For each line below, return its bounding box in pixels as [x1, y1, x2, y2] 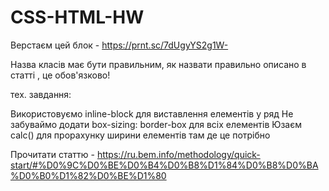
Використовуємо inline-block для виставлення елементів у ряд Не [10, 107, 294, 120]
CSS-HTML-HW [10, 6, 145, 29]
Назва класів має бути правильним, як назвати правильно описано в [10, 58, 307, 70]
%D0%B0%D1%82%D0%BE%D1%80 [10, 169, 167, 181]
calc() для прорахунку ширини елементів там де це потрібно [10, 129, 271, 141]
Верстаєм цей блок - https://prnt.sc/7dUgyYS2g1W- [10, 39, 229, 51]
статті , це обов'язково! [10, 69, 111, 81]
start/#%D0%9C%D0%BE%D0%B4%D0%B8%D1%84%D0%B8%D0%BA [10, 159, 319, 171]
